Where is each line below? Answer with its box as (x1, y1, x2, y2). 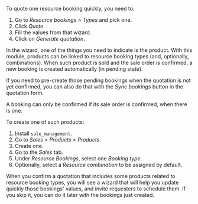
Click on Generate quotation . (14, 35, 85, 42)
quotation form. (6, 90, 44, 96)
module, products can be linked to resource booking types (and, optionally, (6, 53, 189, 60)
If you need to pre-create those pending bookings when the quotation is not (6, 77, 191, 84)
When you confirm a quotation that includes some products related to (6, 173, 176, 179)
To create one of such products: (6, 119, 85, 126)
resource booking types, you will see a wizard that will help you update (6, 179, 179, 186)
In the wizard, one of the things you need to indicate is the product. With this (6, 47, 193, 54)
